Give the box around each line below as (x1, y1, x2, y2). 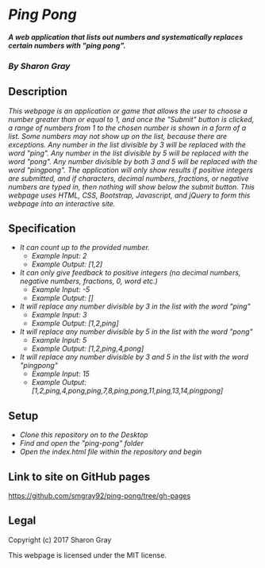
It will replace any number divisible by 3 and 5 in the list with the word (19, 352, 248, 362)
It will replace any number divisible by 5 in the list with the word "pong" (19, 327, 253, 336)
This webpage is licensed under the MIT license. (8, 550, 167, 560)
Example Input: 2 (31, 251, 87, 261)
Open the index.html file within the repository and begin (19, 447, 202, 457)
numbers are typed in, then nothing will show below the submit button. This (8, 182, 255, 191)
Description (8, 85, 67, 98)
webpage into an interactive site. (8, 198, 116, 208)
